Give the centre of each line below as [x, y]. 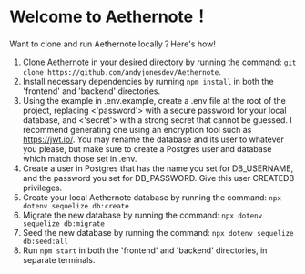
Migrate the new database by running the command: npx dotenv [142, 215]
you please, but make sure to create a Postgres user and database [147, 148]
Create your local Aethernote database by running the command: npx [152, 197]
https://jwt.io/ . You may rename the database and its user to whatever [153, 139]
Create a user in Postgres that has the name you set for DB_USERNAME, [158, 168]
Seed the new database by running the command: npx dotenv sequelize [158, 232]
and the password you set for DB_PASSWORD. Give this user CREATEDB [158, 178]
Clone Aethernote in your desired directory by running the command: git [159, 62]
